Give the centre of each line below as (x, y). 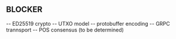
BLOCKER (24, 10)
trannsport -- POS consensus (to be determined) (65, 30)
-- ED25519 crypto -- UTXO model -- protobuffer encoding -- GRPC (88, 23)
